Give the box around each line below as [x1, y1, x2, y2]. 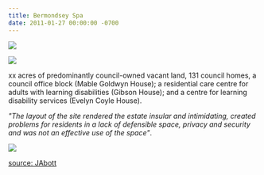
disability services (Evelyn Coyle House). [8, 96, 142, 105]
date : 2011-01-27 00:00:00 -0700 [8, 19, 119, 27]
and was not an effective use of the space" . [8, 127, 153, 137]
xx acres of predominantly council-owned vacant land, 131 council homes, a [8, 70, 257, 80]
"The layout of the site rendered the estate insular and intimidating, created [8, 111, 256, 120]
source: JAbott [8, 158, 57, 167]
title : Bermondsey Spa [8, 11, 83, 20]
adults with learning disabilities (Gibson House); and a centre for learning [8, 87, 248, 97]
